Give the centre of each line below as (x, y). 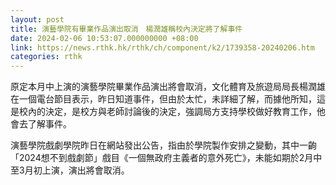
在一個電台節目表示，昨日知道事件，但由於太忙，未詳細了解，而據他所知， (163, 99)
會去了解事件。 (41, 124)
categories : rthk (46, 57)
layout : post (37, 19)
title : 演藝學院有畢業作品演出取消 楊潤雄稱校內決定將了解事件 (126, 29)
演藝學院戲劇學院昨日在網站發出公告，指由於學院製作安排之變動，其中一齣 (163, 145)
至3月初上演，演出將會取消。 (70, 170)
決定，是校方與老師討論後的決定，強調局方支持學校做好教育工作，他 (185, 112)
